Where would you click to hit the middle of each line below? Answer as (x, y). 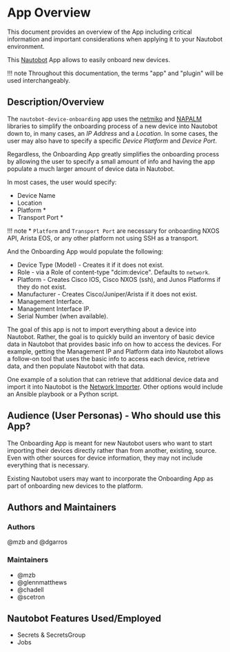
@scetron (31, 597)
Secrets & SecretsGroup (51, 635)
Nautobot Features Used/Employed (84, 618)
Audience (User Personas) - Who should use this (114, 416)
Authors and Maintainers (62, 507)
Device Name (36, 195)
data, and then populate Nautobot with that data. (76, 366)
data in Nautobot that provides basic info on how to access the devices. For (114, 344)
